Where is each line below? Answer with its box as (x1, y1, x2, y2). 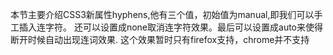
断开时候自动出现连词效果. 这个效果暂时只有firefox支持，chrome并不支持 (10, 34, 310, 45)
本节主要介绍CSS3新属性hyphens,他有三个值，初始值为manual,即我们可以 (10, 9, 315, 20)
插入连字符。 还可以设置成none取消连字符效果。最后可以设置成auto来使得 (18, 21, 324, 33)
